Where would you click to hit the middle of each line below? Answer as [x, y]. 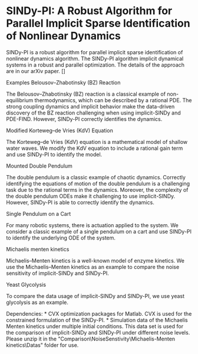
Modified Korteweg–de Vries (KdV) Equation [60, 130]
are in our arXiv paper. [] [36, 71]
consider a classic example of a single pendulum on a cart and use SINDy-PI [99, 231]
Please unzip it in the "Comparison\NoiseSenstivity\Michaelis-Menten [91, 339]
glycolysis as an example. [37, 302]
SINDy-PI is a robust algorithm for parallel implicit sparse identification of [95, 52]
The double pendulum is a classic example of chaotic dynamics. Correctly [96, 177]
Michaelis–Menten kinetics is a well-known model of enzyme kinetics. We [95, 260]
